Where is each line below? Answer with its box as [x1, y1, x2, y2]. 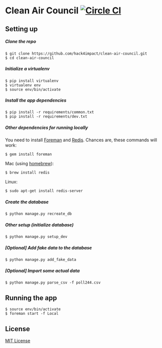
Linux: [5, 179, 18, 185]
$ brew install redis [5, 170, 50, 175]
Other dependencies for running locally [5, 124, 88, 131]
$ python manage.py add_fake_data [5, 257, 77, 262]
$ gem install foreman [5, 152, 52, 157]
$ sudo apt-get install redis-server [5, 188, 83, 193]
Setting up [5, 25, 38, 33]
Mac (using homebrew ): [5, 161, 54, 167]
